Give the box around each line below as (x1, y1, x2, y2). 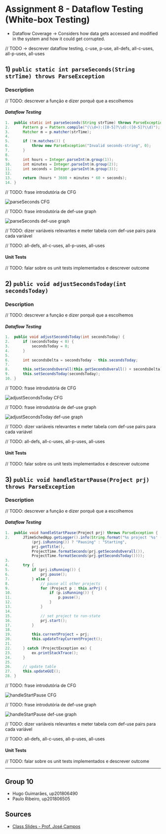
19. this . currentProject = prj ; (5, 632, 90, 637)
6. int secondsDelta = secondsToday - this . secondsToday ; (5, 358, 138, 363)
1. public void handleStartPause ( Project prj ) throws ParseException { (5, 531, 158, 535)
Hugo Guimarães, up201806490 (12, 791, 78, 797)
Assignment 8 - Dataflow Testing (5, 3, 143, 15)
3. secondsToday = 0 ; (5, 344, 70, 349)
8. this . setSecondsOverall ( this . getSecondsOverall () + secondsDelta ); (5, 367, 165, 372)
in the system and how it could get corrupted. (12, 36, 105, 42)
